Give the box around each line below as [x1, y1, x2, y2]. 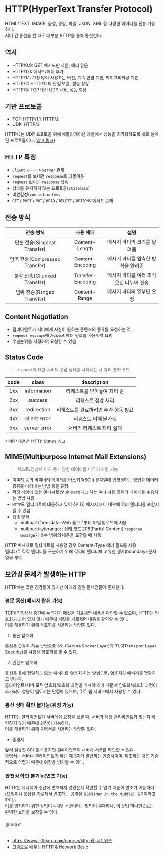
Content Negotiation [5, 312, 68, 321]
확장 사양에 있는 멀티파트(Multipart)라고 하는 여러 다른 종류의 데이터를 [12, 489, 145, 495]
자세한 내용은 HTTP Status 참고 [5, 438, 66, 444]
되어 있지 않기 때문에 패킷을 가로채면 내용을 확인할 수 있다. [18, 616, 129, 621]
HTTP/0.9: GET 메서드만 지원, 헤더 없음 [12, 62, 88, 68]
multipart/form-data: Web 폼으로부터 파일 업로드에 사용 [19, 519, 127, 525]
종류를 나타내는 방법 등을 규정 [12, 483, 68, 489]
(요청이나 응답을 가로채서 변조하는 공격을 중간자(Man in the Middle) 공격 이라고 [5, 791, 156, 797]
